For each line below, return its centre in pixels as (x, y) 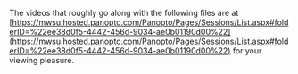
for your (247, 51)
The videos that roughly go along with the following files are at (124, 13)
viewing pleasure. (41, 60)
